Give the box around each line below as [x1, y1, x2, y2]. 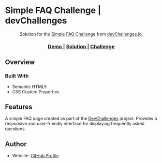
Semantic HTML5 [12, 84, 47, 89]
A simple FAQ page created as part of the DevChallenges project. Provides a [5, 116, 157, 121]
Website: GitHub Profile [12, 153, 59, 159]
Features [5, 103, 32, 111]
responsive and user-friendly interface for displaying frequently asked [5, 121, 145, 127]
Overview [5, 58, 35, 66]
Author [5, 140, 27, 148]
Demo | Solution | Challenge [47, 43, 115, 50]
